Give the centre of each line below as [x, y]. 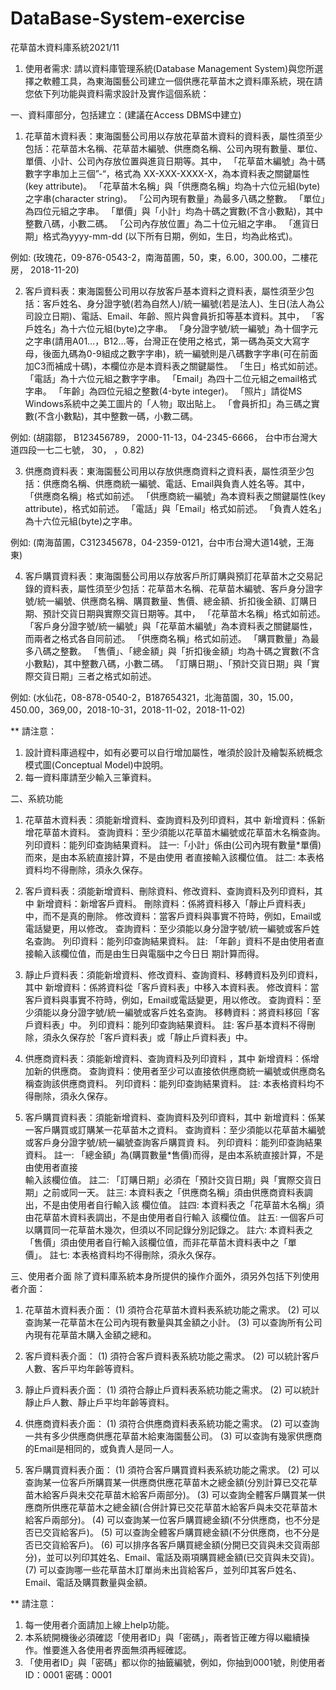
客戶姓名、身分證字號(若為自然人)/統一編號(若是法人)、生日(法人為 [179, 303]
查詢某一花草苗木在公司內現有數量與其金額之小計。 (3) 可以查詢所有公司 [173, 1322]
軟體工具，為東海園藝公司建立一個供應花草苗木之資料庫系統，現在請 [182, 81]
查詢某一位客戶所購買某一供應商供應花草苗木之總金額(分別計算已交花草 [171, 1482]
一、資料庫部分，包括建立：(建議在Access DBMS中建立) [126, 114]
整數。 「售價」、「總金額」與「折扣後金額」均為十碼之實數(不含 [189, 651]
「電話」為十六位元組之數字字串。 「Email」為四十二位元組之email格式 [171, 378]
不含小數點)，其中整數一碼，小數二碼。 [117, 416]
